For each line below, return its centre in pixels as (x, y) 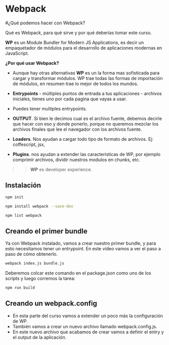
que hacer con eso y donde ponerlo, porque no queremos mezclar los (86, 124)
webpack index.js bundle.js (35, 263)
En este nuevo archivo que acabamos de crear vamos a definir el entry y (88, 332)
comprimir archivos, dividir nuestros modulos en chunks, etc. (76, 160)
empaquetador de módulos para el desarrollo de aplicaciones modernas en (84, 48)
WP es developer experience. (61, 169)
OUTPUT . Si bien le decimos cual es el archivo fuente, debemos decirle (87, 118)
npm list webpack (24, 215)
